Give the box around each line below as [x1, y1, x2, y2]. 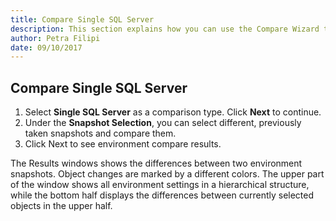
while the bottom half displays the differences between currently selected [10, 189, 315, 201]
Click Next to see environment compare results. [24, 138, 222, 150]
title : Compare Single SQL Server [10, 14, 155, 25]
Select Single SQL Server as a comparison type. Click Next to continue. [24, 106, 322, 118]
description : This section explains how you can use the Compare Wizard [10, 24, 320, 34]
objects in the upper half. [10, 200, 113, 212]
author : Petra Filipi [10, 33, 101, 43]
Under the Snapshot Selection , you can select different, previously [24, 117, 302, 129]
